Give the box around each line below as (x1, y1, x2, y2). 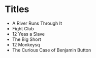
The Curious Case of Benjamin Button (12, 47, 91, 53)
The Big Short (12, 36, 42, 42)
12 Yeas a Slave (12, 31, 45, 37)
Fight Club (12, 25, 34, 31)
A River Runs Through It (12, 20, 62, 26)
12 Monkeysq (12, 41, 40, 47)
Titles (5, 4, 29, 15)
